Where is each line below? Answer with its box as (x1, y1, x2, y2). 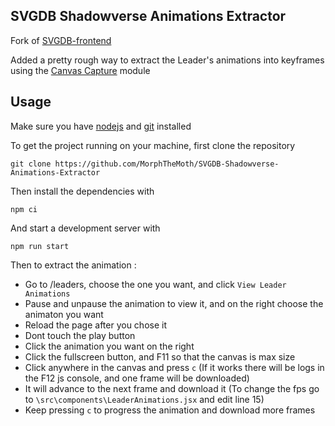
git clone (10, 159, 52, 169)
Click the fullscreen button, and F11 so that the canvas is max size (24, 350, 296, 363)
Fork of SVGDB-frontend (10, 34, 112, 46)
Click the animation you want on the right (24, 340, 195, 352)
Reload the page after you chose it (24, 319, 167, 331)
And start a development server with (10, 222, 161, 234)
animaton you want (24, 308, 104, 320)
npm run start (10, 241, 70, 251)
